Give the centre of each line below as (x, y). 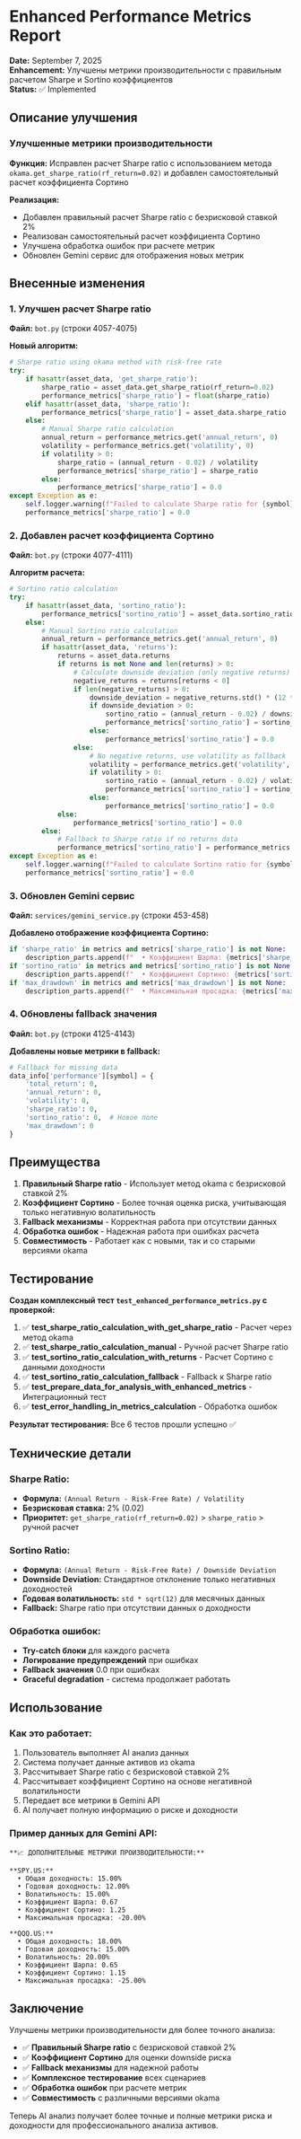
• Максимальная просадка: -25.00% (82, 1981)
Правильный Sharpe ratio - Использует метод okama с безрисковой (154, 1184)
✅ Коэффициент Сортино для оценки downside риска (127, 2057)
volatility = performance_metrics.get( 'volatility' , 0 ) (148, 446)
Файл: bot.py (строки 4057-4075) (73, 329)
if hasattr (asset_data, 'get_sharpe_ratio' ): (112, 379)
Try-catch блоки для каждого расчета (96, 1650)
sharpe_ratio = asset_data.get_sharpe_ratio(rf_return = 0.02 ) (158, 387)
